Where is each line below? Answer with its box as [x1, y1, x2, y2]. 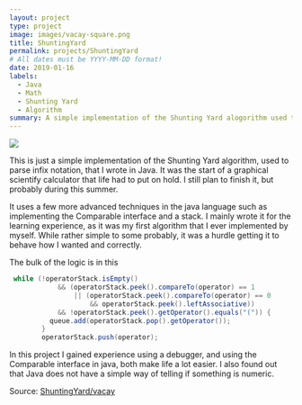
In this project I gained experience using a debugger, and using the [9, 349, 258, 360]
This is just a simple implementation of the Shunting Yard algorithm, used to [9, 155, 289, 166]
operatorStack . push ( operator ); [41, 333, 159, 342]
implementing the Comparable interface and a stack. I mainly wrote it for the [9, 211, 292, 221]
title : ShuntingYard [9, 38, 87, 48]
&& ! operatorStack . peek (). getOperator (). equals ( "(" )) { [57, 308, 271, 317]
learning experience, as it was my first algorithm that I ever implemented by [9, 220, 289, 231]
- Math [17, 88, 42, 97]
